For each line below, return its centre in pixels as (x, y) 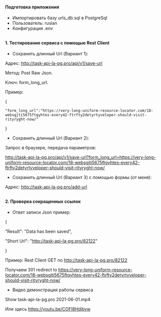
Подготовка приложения (32, 7)
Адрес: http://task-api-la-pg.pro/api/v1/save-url (54, 63)
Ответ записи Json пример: (41, 212)
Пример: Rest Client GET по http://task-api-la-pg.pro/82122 (66, 260)
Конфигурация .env (33, 28)
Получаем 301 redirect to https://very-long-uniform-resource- (69, 270)
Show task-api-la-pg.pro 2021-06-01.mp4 (48, 300)
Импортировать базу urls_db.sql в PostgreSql (60, 18)
